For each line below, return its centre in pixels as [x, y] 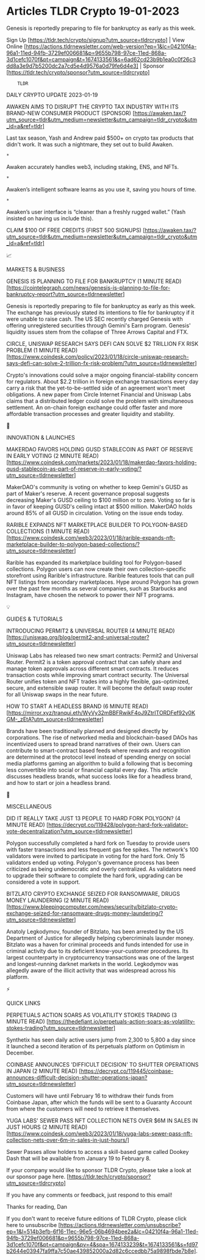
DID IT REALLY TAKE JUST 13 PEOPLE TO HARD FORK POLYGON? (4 [94, 818]
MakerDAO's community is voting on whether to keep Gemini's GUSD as [97, 487]
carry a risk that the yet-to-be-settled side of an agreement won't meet [96, 388]
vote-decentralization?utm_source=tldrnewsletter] [70, 831]
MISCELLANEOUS [29, 806]
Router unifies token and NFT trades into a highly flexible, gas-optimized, [98, 681]
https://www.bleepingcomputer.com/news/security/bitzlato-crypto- [93, 906]
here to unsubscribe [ [34, 1225]
